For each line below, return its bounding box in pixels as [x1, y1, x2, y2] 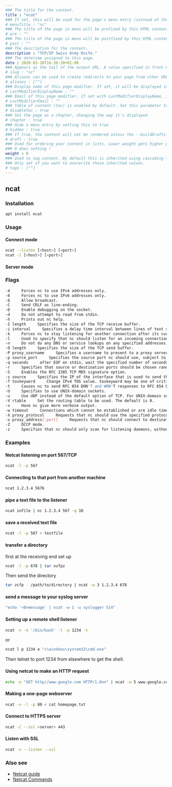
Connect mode [5, 236, 37, 242]
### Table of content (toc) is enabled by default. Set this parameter [5, 103, 161, 109]
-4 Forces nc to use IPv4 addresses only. [5, 288, 106, 293]
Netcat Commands [12, 776, 53, 782]
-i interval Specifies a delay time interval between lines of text [5, 326, 164, 332]
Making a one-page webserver [5, 690, 73, 696]
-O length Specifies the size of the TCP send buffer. [5, 346, 134, 351]
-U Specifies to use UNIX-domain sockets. [5, 389, 106, 394]
